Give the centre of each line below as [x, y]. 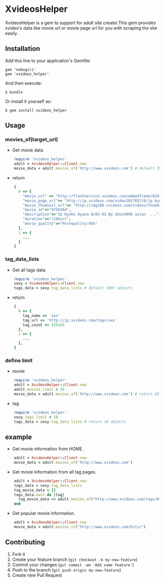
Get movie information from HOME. [48, 449]
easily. [12, 33]
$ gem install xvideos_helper [36, 110]
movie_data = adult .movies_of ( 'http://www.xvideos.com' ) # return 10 [87, 394]
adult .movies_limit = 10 [39, 390]
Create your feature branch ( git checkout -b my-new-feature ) [75, 559]
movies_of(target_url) [32, 140]
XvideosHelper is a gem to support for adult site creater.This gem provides [81, 23]
